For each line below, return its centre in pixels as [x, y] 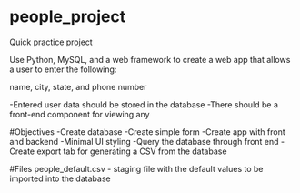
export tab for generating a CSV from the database [131, 151]
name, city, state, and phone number [78, 86]
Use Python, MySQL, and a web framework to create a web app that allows [150, 59]
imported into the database [60, 178]
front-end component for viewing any [80, 114]
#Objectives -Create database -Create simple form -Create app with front [147, 132]
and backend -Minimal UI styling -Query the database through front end [144, 141]
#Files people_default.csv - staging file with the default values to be [136, 168]
